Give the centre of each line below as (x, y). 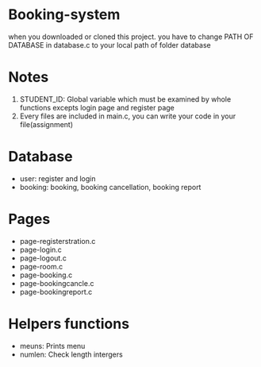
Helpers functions (69, 324)
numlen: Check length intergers (71, 354)
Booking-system (64, 15)
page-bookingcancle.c (57, 283)
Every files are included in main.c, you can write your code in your (128, 116)
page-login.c (40, 249)
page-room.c (41, 266)
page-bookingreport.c (56, 292)
